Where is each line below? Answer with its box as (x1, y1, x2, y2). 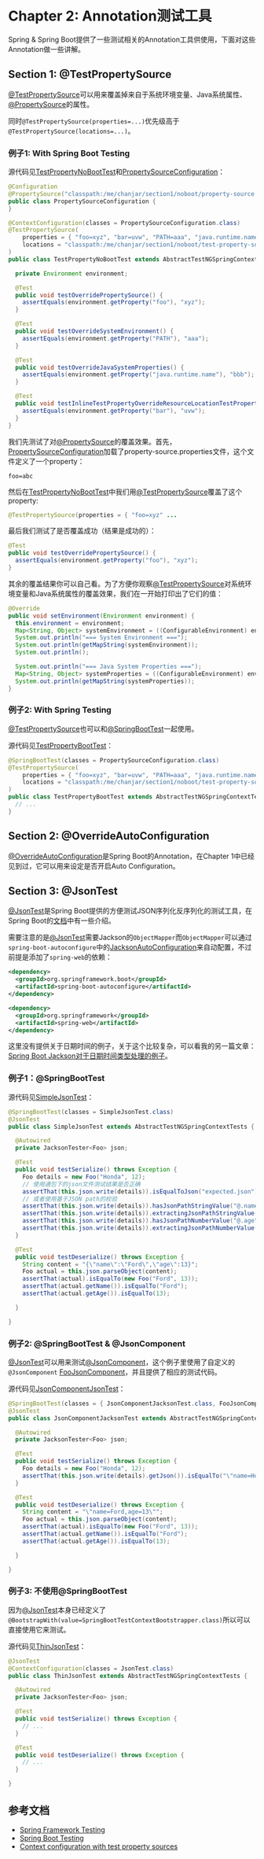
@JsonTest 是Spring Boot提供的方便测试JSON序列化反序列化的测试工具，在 (8, 906, 253, 916)
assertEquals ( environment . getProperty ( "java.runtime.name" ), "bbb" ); (22, 371, 255, 378)
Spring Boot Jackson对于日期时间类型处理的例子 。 (8, 1051, 173, 1060)
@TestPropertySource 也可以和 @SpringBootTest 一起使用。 (8, 724, 199, 733)
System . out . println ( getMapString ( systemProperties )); (15, 677, 195, 685)
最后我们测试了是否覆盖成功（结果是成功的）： (8, 526, 156, 536)
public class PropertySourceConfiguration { (8, 197, 156, 205)
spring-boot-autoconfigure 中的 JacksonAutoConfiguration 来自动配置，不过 (8, 942, 252, 952)
